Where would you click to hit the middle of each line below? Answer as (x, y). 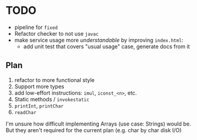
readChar (25, 112)
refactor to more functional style (54, 80)
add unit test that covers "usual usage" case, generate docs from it (107, 46)
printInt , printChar (39, 106)
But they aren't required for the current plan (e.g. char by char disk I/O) (94, 130)
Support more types (39, 86)
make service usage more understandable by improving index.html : (99, 40)
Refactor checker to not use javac (56, 33)
